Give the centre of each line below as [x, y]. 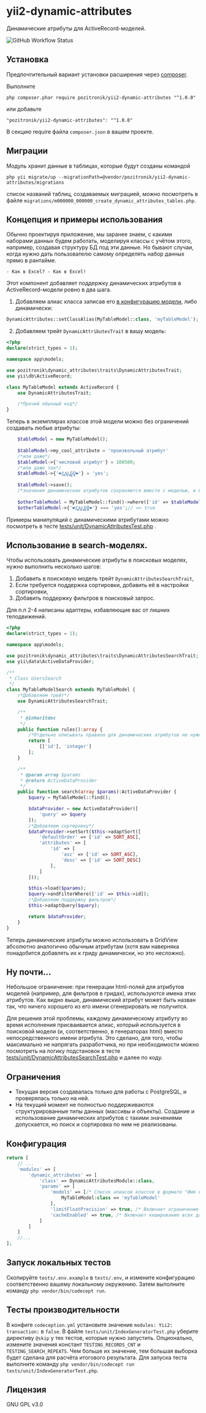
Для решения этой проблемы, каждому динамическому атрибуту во [97, 1018]
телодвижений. [26, 616]
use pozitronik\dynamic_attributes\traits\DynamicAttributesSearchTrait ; [103, 656]
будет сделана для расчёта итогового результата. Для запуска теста [97, 1357]
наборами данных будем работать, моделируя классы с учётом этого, [99, 241]
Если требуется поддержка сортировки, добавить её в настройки [102, 585]
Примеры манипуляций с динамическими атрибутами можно [88, 519]
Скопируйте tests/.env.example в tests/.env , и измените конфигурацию [101, 1277]
